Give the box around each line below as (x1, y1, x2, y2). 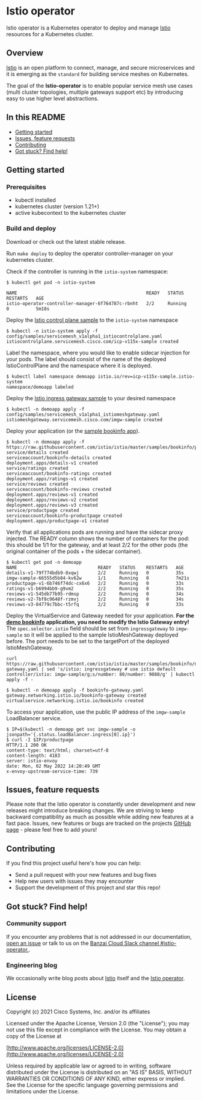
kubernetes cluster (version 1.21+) (14, 203, 100, 210)
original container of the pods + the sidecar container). (6, 548, 142, 555)
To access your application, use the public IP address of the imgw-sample (6, 708, 186, 715)
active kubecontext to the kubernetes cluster (14, 209, 126, 217)
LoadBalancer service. (6, 714, 62, 721)
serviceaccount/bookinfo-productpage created (6, 513, 122, 519)
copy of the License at (6, 1032, 62, 1039)
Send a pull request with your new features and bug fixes (14, 871, 157, 879)
